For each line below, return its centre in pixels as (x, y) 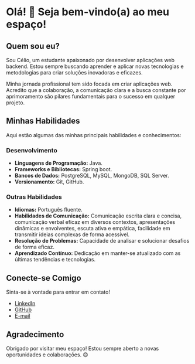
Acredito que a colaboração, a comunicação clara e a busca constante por (96, 90)
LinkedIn (25, 304)
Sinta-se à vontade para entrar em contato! (58, 292)
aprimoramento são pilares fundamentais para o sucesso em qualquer (91, 96)
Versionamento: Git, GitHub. (49, 182)
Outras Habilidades (34, 197)
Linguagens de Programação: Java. (58, 163)
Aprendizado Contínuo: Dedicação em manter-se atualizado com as (97, 253)
